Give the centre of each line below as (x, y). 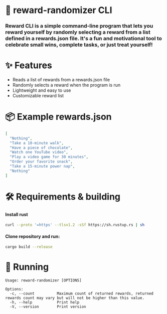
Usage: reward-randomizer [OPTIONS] (43, 280)
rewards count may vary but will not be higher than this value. (75, 298)
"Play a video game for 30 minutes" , (49, 157)
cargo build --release (29, 247)
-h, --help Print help (45, 302)
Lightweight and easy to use (42, 90)
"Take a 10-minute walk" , (37, 143)
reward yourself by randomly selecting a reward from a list (78, 32)
